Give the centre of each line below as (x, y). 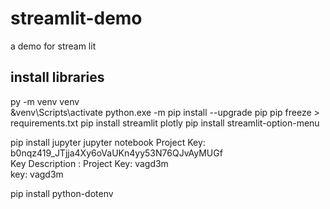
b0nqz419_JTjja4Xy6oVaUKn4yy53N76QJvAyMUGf (116, 153)
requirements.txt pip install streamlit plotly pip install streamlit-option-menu (165, 123)
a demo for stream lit (53, 46)
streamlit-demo (76, 18)
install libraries (57, 77)
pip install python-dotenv (62, 193)
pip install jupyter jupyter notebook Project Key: (108, 142)
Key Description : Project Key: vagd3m (89, 163)
